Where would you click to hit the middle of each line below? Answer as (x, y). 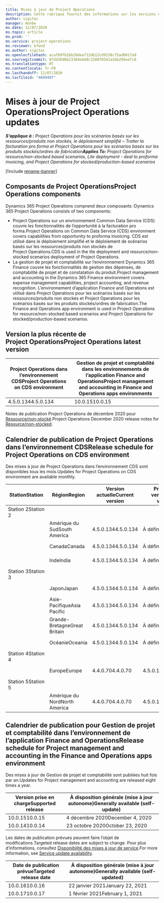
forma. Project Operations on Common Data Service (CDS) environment (84, 231)
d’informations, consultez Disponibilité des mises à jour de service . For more (82, 848)
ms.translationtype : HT (30, 64)
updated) (113, 877)
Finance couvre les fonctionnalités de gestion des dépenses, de (77, 267)
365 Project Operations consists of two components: (58, 211)
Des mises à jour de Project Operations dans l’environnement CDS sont (77, 466)
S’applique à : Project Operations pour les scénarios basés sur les (72, 136)
